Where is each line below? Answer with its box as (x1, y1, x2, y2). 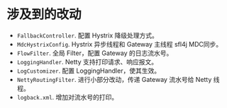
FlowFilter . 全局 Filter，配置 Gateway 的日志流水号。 (16, 49, 173, 57)
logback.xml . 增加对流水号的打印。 (16, 92, 118, 101)
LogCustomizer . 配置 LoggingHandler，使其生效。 (16, 66, 161, 75)
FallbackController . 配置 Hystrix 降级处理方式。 (16, 31, 159, 40)
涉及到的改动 (6, 6, 82, 23)
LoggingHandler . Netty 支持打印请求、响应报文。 (16, 57, 157, 66)
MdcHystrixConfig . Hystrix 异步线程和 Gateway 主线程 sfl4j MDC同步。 (16, 40, 223, 48)
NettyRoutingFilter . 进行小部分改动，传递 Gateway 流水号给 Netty (16, 75, 212, 83)
